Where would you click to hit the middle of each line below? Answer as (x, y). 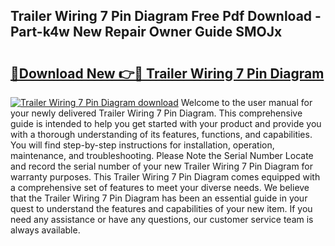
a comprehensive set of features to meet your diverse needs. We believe (160, 187)
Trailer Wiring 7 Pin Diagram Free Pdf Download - (166, 16)
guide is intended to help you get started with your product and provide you (166, 123)
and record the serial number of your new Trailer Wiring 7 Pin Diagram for (162, 166)
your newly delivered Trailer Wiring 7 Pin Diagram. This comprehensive (156, 113)
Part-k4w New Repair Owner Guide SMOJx (146, 32)
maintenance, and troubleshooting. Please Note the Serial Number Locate (162, 155)
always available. (45, 230)
